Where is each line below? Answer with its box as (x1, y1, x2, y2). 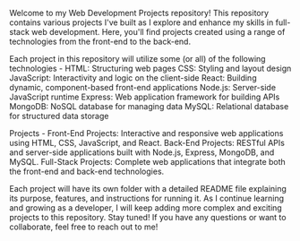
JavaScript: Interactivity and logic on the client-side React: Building (9, 73, 257, 83)
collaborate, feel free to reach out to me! (9, 221, 159, 232)
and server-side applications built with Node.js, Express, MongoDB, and (9, 147, 275, 158)
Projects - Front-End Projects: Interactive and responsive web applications (9, 128, 284, 138)
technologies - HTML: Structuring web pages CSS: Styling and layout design (9, 63, 292, 73)
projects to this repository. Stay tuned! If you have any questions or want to (9, 212, 287, 222)
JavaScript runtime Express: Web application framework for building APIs (9, 91, 280, 102)
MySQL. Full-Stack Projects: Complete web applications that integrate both (9, 157, 287, 167)
